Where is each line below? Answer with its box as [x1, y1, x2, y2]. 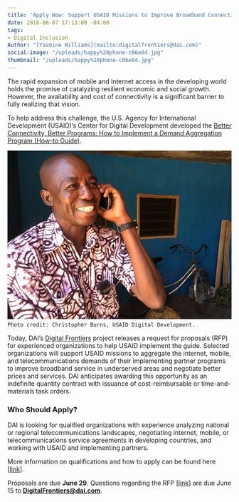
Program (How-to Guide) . [7, 136, 82, 145]
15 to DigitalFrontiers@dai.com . [7, 486, 103, 495]
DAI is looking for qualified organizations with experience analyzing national [7, 421, 230, 429]
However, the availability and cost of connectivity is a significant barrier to [7, 92, 225, 101]
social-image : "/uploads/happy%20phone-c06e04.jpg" [7, 49, 164, 56]
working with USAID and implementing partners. [7, 444, 149, 452]
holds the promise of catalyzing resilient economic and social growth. [7, 84, 211, 93]
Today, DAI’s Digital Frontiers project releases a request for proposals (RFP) [7, 334, 228, 342]
